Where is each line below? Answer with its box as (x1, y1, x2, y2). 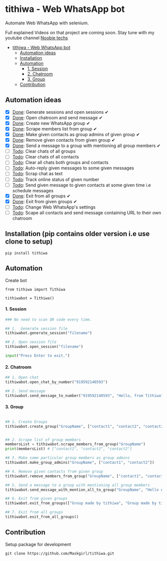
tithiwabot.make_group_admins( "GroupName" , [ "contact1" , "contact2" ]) (5, 460, 155, 465)
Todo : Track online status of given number (12, 176, 99, 182)
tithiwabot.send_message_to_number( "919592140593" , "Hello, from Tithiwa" (5, 393, 164, 398)
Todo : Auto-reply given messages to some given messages (12, 165, 134, 171)
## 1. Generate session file (5, 326, 68, 331)
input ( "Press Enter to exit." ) (5, 353, 70, 358)
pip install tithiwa (5, 250, 48, 255)
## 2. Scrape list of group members (5, 437, 81, 442)
